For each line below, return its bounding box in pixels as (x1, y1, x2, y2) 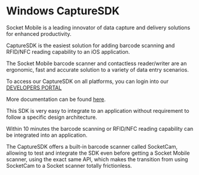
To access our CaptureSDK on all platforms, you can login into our (6, 78, 169, 85)
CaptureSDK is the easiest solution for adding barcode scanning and (6, 42, 175, 49)
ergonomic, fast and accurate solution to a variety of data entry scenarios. (6, 66, 189, 73)
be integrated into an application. (6, 131, 88, 139)
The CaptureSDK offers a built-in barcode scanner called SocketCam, (6, 143, 178, 150)
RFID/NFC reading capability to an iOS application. (6, 48, 130, 55)
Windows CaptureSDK (6, 4, 120, 18)
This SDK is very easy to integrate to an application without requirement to (6, 107, 189, 114)
